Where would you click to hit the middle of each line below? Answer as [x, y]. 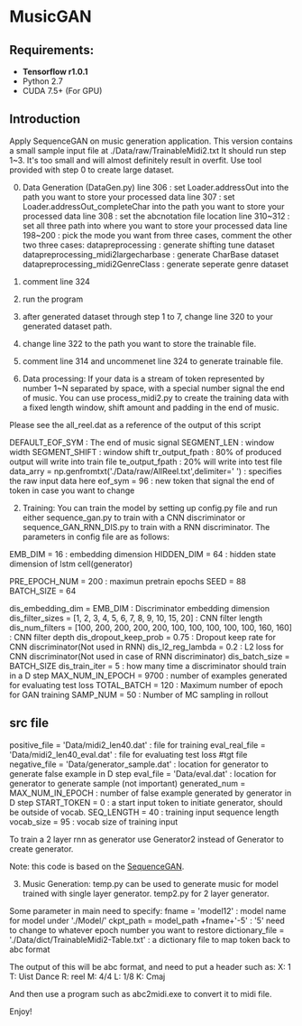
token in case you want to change [72, 490]
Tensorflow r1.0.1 [55, 71]
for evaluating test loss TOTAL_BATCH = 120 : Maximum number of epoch [146, 685]
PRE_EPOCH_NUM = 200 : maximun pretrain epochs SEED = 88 [128, 581]
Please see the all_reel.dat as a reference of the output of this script [135, 424]
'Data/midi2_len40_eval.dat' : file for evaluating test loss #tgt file [128, 754]
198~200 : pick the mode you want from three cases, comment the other [157, 235]
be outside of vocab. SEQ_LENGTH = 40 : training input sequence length [144, 812]
